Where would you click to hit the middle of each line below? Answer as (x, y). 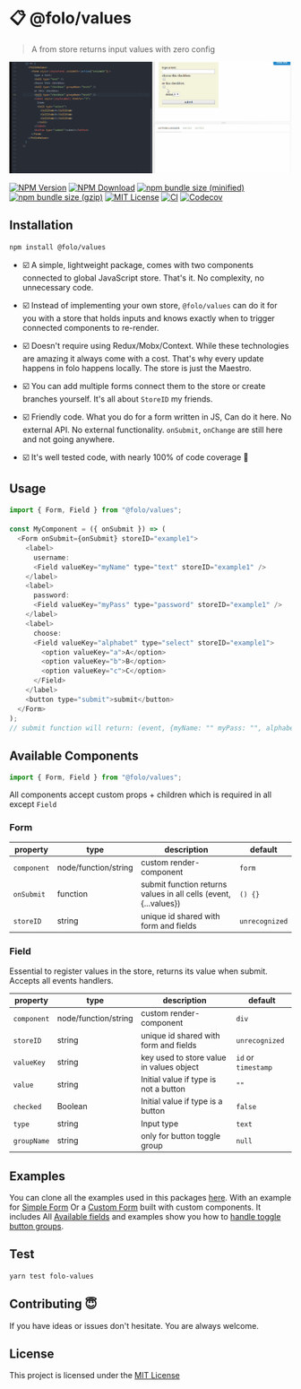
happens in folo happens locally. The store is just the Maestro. (137, 368)
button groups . (37, 1227)
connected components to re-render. (90, 327)
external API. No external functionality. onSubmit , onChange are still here (152, 430)
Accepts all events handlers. (61, 980)
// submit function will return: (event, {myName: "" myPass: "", (136, 728)
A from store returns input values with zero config (123, 49)
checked (27, 1107)
